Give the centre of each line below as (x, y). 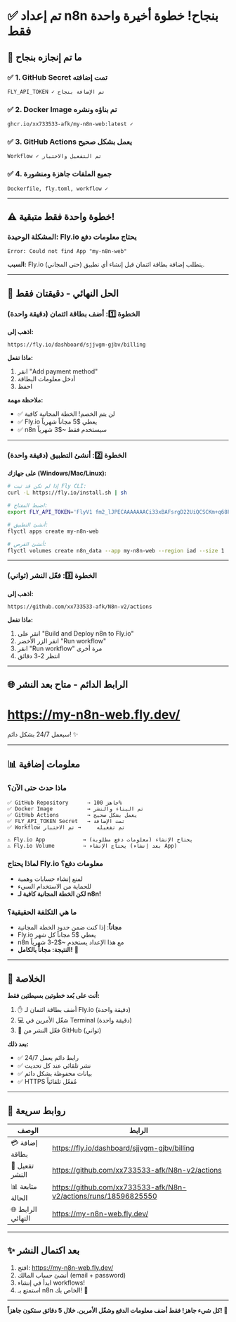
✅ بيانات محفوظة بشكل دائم (55, 1074)
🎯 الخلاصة (26, 978)
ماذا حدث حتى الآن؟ (37, 788)
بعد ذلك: (18, 1044)
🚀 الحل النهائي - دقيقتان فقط (63, 293)
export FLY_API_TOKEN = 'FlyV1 (50, 512)
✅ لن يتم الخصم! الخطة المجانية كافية (66, 414)
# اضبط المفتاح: (27, 506)
